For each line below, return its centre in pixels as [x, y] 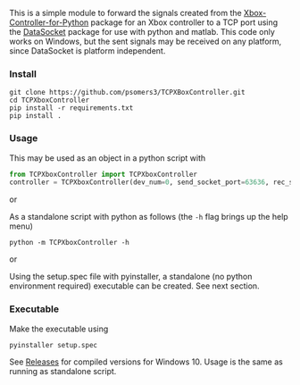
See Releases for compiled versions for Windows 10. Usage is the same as [146, 362]
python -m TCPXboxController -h [69, 243]
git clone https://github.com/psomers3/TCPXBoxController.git [127, 93]
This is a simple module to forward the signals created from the [126, 13]
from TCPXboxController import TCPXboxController [104, 174]
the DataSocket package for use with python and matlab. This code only [142, 32]
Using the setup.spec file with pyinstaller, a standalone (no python [131, 277]
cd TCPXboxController [50, 100]
